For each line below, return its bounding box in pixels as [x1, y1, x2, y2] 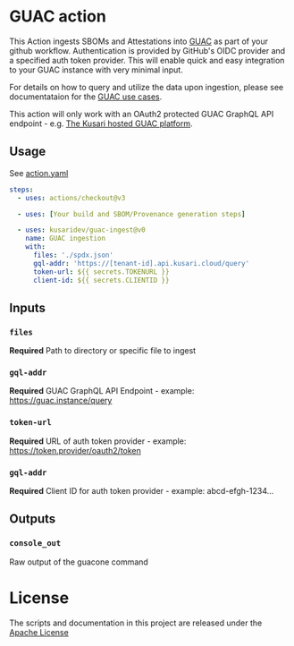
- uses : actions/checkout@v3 [17, 193, 126, 202]
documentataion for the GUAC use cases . [9, 91, 163, 102]
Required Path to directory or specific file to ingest [9, 345, 197, 356]
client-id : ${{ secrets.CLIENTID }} [32, 276, 170, 285]
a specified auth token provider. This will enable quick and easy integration [9, 55, 285, 65]
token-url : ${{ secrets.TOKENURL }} [32, 267, 170, 276]
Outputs [9, 512, 56, 527]
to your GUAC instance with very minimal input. [9, 64, 183, 75]
